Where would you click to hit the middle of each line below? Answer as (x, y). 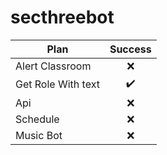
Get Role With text (57, 84)
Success (130, 49)
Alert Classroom (53, 66)
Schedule (37, 119)
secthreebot (62, 17)
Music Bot (39, 135)
